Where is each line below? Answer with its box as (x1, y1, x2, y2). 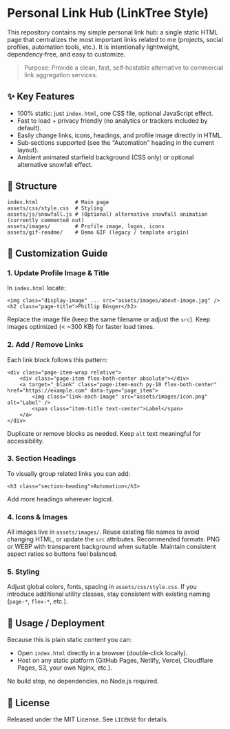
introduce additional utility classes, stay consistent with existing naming (7, 590, 211, 598)
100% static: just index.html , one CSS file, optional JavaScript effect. (17, 109, 213, 117)
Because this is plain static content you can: (7, 636, 132, 644)
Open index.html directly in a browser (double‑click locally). (17, 649, 188, 657)
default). (17, 123, 41, 132)
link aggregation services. (23, 70, 98, 79)
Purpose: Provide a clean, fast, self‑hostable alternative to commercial (23, 63, 224, 72)
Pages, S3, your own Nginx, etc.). (17, 663, 112, 672)
